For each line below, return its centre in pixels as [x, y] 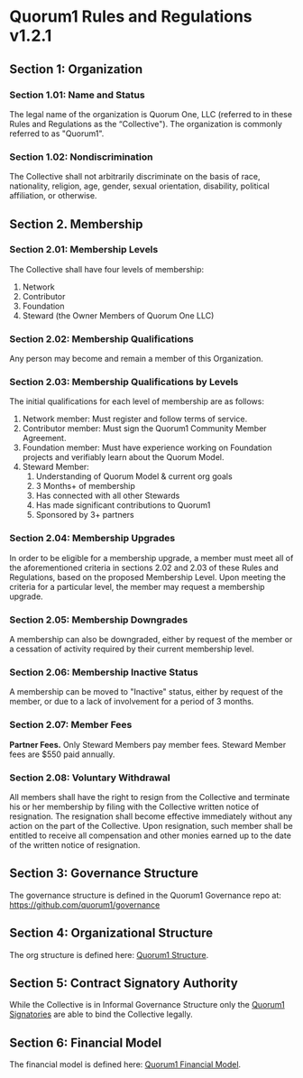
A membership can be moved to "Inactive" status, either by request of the [147, 692]
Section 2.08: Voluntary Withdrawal [90, 778]
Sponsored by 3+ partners [85, 515]
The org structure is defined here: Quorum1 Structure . [109, 954]
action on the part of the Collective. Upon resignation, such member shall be [151, 825]
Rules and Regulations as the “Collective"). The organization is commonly [146, 124]
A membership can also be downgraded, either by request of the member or [151, 640]
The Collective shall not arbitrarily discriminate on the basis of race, [135, 177]
